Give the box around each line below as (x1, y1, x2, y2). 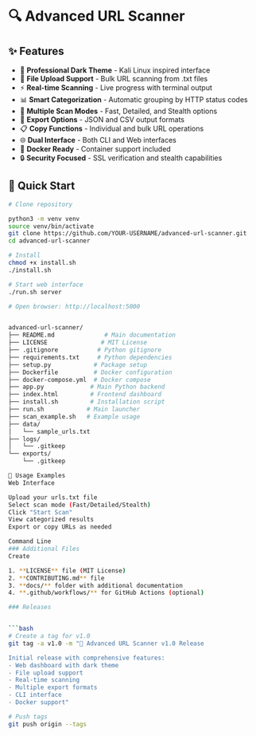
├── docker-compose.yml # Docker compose (8, 376, 151, 384)
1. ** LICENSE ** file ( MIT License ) (8, 566, 126, 575)
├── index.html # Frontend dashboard (8, 391, 161, 399)
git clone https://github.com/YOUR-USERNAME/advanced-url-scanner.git (8, 230, 247, 238)
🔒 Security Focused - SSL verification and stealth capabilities (19, 153, 223, 163)
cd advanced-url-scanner (8, 237, 91, 245)
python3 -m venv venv (8, 215, 80, 222)
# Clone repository (8, 200, 73, 208)
